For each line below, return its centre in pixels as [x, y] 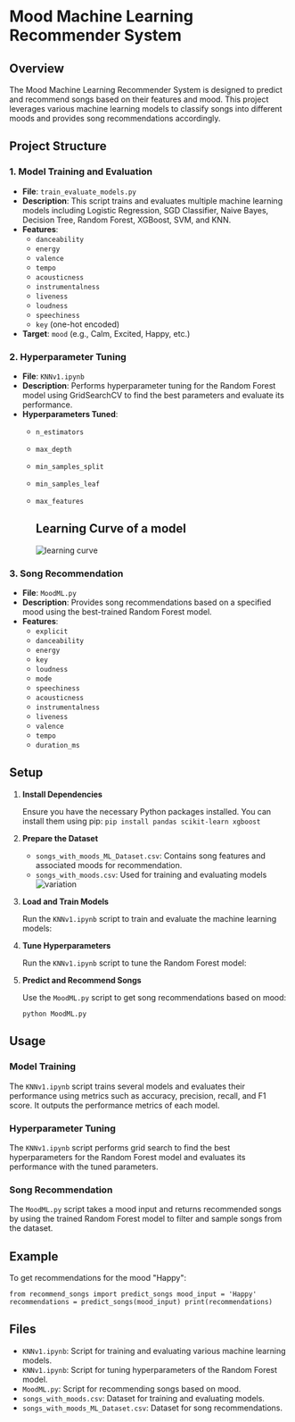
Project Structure [58, 146]
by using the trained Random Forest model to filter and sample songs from [146, 1219]
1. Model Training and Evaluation [81, 171]
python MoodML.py [54, 1014]
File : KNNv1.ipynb [53, 376]
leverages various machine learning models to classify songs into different [146, 109]
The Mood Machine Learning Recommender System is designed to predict [146, 90]
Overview [37, 68]
